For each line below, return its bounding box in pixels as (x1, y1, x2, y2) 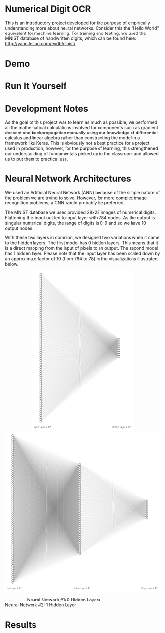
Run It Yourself (5, 80, 67, 92)
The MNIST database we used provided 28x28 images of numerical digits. (5, 209, 156, 215)
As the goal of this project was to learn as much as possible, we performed (5, 119, 158, 125)
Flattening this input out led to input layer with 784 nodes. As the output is (5, 215, 155, 221)
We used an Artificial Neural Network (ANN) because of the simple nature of (5, 190, 160, 196)
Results (5, 619, 37, 631)
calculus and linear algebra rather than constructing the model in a (5, 135, 140, 141)
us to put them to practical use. (5, 156, 68, 162)
